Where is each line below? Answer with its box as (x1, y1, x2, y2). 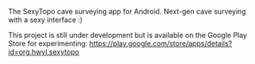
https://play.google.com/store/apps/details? (89, 39, 233, 48)
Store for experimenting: (8, 39, 88, 48)
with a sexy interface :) (8, 15, 83, 24)
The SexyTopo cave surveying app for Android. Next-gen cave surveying (8, 7, 247, 16)
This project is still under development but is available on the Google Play (8, 31, 248, 40)
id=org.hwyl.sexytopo (8, 47, 80, 56)
